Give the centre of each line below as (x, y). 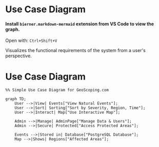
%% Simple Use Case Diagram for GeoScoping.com (57, 90)
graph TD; (16, 99)
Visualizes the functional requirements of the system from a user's (76, 51)
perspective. (18, 56)
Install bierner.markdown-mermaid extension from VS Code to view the (80, 23)
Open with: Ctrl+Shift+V (31, 41)
